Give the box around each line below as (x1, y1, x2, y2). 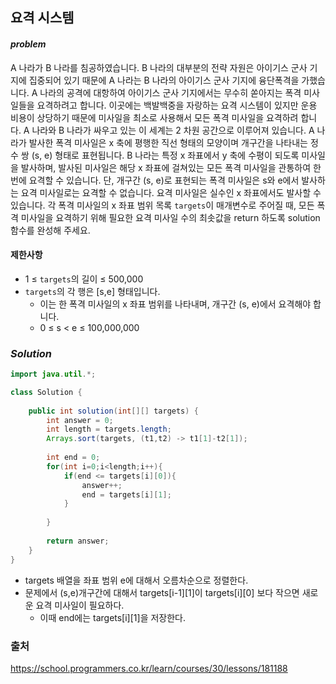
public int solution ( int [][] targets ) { (28, 406, 199, 416)
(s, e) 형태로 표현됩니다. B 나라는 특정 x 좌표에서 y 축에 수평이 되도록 (31, 149, 300, 161)
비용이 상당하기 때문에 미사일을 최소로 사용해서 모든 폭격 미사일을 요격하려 (10, 111, 299, 123)
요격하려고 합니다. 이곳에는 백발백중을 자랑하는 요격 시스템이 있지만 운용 (36, 99, 318, 111)
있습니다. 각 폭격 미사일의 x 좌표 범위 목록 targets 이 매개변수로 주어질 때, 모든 (10, 199, 315, 211)
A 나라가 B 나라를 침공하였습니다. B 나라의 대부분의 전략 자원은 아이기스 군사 (10, 61, 308, 73)
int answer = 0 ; (46, 415, 114, 425)
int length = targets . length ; (46, 424, 172, 435)
